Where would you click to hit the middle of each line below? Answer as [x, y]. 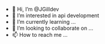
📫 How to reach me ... [40, 35]
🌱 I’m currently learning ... [44, 22]
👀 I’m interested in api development [55, 15]
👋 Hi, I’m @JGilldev [35, 9]
